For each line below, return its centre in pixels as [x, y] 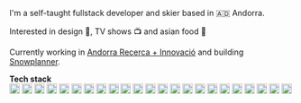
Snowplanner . [35, 61]
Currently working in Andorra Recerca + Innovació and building [127, 52]
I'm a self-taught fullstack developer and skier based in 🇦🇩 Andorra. [137, 13]
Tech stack [31, 79]
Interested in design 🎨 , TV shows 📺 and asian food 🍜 [108, 31]
